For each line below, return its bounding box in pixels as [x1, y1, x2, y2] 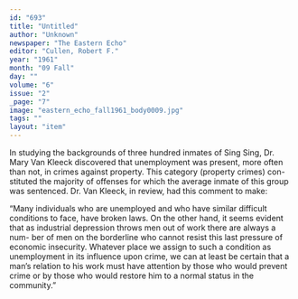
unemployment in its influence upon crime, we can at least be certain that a [9, 251, 290, 262]
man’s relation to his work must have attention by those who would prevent [9, 261, 288, 271]
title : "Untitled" [9, 22, 79, 31]
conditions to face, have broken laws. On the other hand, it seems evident [9, 213, 284, 223]
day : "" [9, 72, 39, 81]
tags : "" [9, 114, 42, 123]
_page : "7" [9, 97, 51, 107]
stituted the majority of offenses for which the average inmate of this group [9, 176, 289, 186]
